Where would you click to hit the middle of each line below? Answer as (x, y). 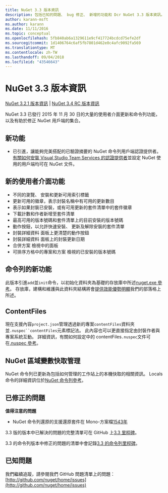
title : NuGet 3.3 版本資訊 (32, 10)
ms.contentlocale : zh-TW (31, 52)
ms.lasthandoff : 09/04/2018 (35, 57)
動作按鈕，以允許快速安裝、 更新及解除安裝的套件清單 (68, 226)
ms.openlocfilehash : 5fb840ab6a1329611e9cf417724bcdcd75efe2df (73, 39)
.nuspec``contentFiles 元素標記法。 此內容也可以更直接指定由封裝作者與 (85, 331)
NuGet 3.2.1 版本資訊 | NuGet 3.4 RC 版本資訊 (52, 103)
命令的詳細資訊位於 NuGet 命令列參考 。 (46, 380)
